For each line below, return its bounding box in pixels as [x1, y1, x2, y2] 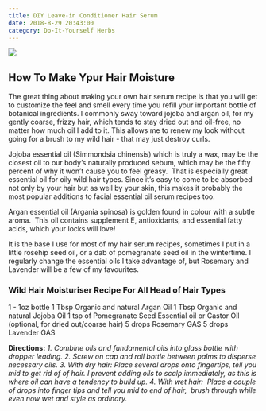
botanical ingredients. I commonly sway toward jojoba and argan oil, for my [8, 109, 254, 118]
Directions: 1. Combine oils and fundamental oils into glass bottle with [8, 343, 238, 353]
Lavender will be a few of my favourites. [8, 265, 139, 274]
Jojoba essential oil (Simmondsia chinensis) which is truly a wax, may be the [8, 149, 259, 159]
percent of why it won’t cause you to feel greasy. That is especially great [8, 166, 248, 176]
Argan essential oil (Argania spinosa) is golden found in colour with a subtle [8, 207, 256, 217]
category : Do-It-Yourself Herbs [8, 26, 115, 34]
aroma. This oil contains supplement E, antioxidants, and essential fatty [8, 215, 243, 225]
